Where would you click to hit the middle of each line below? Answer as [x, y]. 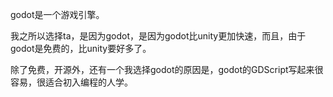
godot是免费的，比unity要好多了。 [81, 48]
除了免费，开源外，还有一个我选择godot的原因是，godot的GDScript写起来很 [167, 69]
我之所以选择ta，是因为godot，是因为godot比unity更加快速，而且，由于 [158, 36]
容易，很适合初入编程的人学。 [71, 82]
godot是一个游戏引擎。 [57, 14]
